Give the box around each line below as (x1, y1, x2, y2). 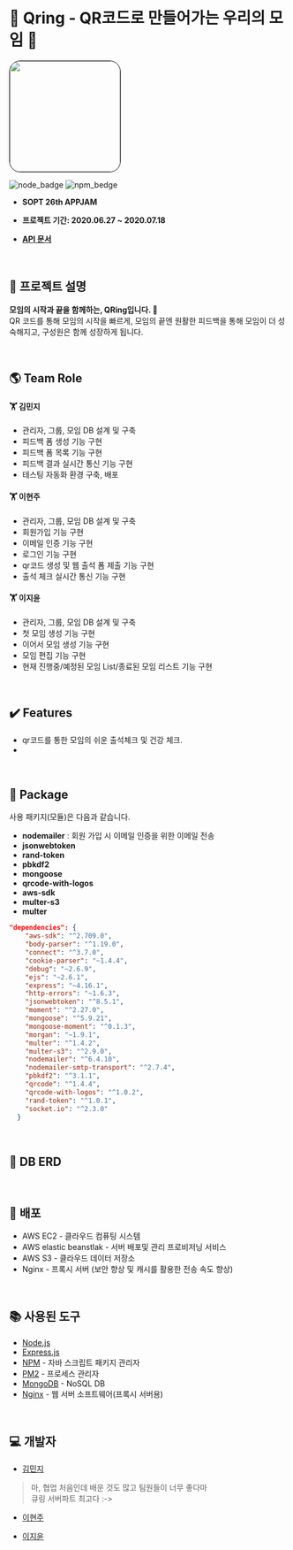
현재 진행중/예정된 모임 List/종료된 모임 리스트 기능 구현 (21, 661, 214, 671)
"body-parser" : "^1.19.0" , (25, 940, 124, 949)
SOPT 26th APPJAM (21, 196, 98, 207)
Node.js (21, 1337, 51, 1347)
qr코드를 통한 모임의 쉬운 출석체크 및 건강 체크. (21, 734, 183, 745)
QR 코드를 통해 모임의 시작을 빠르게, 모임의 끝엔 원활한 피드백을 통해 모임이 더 (9, 315, 276, 326)
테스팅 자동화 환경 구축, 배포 (21, 470, 119, 480)
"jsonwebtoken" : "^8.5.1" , (25, 997, 124, 1007)
